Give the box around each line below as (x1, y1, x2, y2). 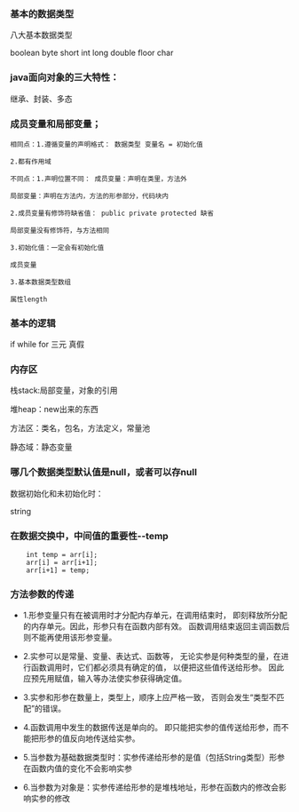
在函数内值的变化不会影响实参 (22, 763, 132, 774)
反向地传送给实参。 (69, 733, 140, 744)
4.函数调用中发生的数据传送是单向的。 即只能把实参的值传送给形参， (22, 722, 274, 733)
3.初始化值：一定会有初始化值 (10, 243, 105, 252)
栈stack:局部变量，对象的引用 (10, 385, 118, 396)
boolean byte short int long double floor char (10, 47, 174, 59)
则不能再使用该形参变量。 (22, 633, 117, 643)
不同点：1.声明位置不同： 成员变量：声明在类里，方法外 (10, 174, 187, 183)
